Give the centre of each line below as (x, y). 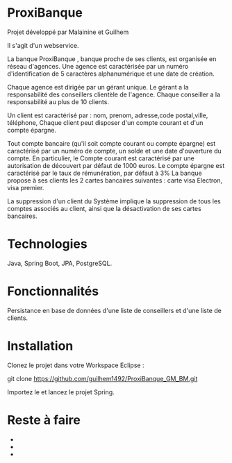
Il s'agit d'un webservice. (43, 45)
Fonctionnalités (53, 291)
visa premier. (26, 187)
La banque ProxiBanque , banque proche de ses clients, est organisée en (112, 59)
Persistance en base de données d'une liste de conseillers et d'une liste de (115, 310)
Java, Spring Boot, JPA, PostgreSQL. (60, 263)
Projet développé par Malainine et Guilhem (68, 32)
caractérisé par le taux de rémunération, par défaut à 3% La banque (105, 173)
